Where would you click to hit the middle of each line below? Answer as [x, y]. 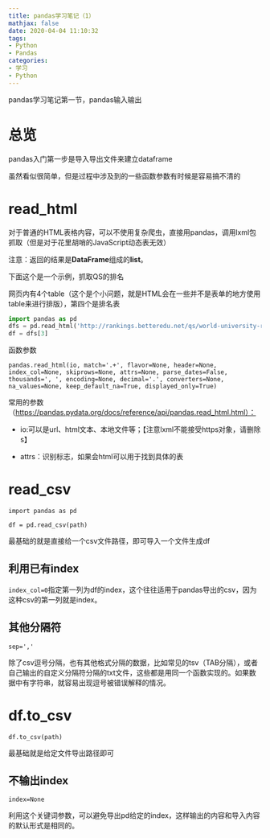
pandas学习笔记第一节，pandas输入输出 [75, 99]
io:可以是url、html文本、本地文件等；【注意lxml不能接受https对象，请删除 [140, 429]
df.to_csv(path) [35, 737]
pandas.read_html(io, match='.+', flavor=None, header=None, [113, 366]
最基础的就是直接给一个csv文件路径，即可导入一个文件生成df [109, 541]
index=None [27, 800]
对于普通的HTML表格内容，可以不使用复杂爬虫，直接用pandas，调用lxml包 [133, 232]
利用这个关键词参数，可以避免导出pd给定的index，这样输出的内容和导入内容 [134, 815]
